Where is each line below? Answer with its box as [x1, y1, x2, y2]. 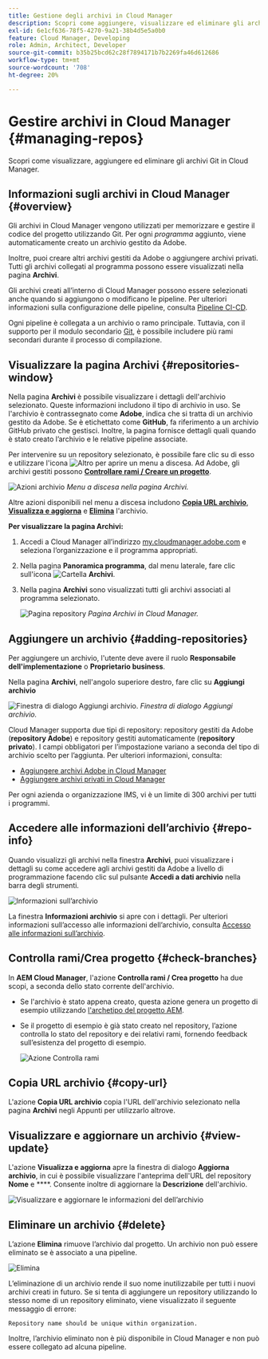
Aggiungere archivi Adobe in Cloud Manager [19, 766, 167, 775]
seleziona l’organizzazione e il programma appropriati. [19, 546, 198, 555]
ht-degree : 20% [8, 71, 59, 79]
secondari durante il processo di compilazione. [8, 335, 162, 345]
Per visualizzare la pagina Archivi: [8, 522, 124, 531]
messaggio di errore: [8, 1304, 77, 1314]
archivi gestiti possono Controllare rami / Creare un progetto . [8, 467, 211, 476]
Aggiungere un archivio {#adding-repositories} [8, 632, 249, 646]
